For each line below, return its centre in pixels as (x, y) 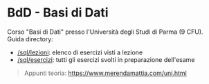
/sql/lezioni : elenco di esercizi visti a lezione (80, 52)
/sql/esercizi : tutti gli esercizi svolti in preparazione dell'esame (106, 59)
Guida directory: (30, 39)
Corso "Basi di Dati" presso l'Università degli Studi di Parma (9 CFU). (105, 32)
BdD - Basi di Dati (58, 13)
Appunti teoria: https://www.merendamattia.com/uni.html (105, 73)
